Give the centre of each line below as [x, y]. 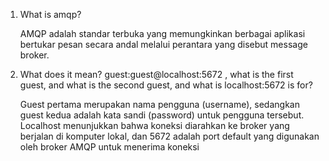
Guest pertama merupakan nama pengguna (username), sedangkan [159, 104]
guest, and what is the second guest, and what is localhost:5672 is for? [166, 85]
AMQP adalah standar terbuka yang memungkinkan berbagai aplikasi [162, 33]
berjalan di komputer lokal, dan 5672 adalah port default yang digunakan [169, 136]
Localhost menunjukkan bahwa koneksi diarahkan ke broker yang [154, 125]
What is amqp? [50, 14]
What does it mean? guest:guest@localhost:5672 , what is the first [156, 74]
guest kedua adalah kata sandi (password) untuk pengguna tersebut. [162, 115]
